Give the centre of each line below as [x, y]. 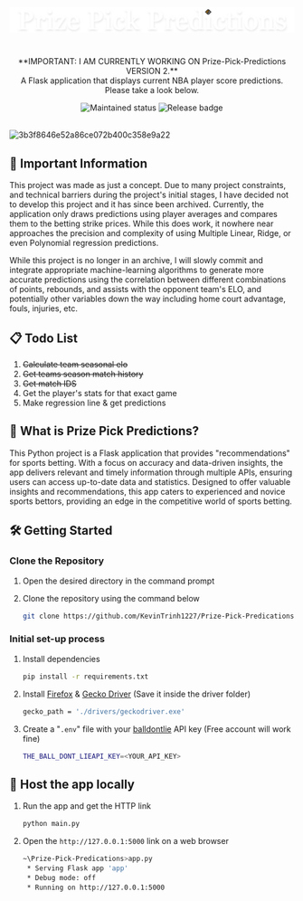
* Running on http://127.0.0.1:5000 [96, 887]
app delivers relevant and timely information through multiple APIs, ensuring [151, 472]
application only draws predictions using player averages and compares [143, 214]
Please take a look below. [152, 90]
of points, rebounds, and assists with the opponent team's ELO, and [136, 289]
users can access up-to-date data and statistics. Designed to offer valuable [150, 481]
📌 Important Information [78, 163]
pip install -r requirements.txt [85, 677]
